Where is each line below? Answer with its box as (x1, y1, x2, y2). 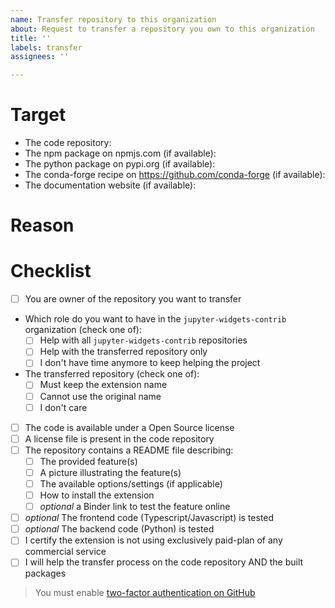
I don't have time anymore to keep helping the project (39, 357, 261, 369)
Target (10, 104, 67, 126)
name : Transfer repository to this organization (10, 14, 217, 25)
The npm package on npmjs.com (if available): (24, 147, 217, 160)
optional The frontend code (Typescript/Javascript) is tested (24, 512, 275, 524)
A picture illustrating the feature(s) (39, 466, 182, 478)
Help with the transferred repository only (39, 346, 208, 358)
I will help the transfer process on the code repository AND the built (24, 556, 304, 568)
